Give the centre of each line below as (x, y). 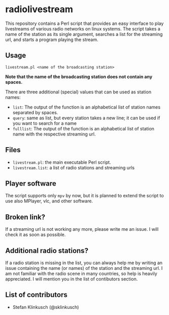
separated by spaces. (35, 112)
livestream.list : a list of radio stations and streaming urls (74, 167)
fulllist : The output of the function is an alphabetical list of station (83, 128)
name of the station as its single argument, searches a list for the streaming (84, 34)
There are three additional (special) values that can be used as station (78, 92)
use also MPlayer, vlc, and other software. (49, 201)
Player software (31, 183)
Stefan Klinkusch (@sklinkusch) (46, 307)
